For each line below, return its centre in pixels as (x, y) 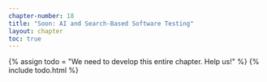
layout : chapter (36, 31)
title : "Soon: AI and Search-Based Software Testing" (101, 24)
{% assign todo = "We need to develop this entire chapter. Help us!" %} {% (134, 62)
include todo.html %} (44, 71)
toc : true (25, 39)
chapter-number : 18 (41, 16)
